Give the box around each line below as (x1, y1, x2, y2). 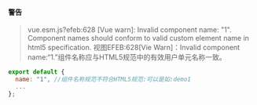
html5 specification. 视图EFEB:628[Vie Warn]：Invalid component (27, 43, 240, 52)
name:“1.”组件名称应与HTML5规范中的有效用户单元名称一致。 (27, 52, 226, 62)
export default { (8, 68, 65, 76)
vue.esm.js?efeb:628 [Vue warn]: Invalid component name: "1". (27, 25, 232, 34)
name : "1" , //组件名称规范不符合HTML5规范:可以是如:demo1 (15, 75, 191, 84)
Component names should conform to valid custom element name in (27, 34, 250, 43)
